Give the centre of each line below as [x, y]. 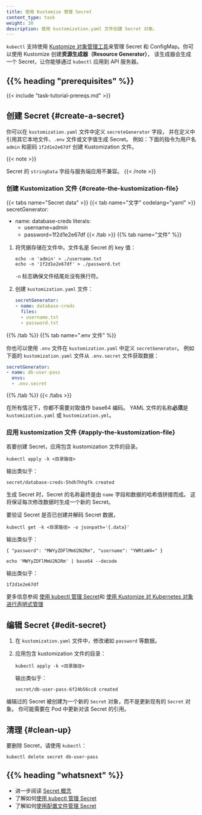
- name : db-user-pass [33, 373]
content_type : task [31, 17]
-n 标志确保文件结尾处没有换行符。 [58, 276]
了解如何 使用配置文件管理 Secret [55, 805]
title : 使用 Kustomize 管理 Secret [49, 12]
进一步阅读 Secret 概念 [43, 790]
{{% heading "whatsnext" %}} [65, 775]
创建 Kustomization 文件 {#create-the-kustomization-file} [93, 188]
